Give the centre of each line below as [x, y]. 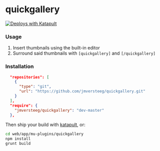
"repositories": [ [30, 77]
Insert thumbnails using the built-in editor [56, 48]
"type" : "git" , [35, 87]
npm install [18, 139]
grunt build [18, 144]
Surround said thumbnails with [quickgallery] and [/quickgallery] [84, 53]
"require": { [24, 106]
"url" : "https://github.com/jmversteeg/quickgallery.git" [82, 91]
